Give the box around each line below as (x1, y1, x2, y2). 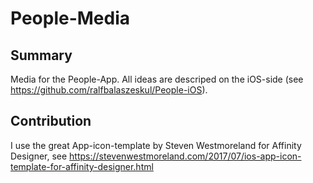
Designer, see (10, 150, 68, 162)
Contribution (10, 113, 92, 130)
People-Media (10, 7, 131, 30)
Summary (10, 47, 73, 64)
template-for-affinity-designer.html (10, 160, 154, 172)
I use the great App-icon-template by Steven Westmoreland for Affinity (10, 139, 302, 151)
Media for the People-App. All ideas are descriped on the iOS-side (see (10, 73, 304, 85)
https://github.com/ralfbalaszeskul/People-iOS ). (10, 84, 208, 96)
